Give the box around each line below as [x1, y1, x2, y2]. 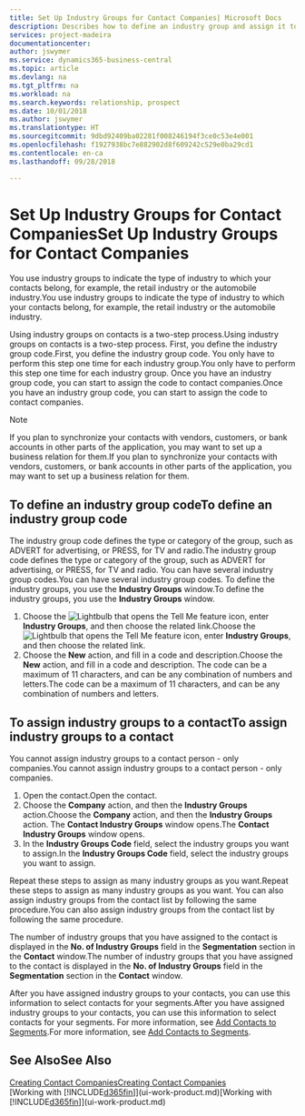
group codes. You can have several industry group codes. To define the [9, 574, 275, 585]
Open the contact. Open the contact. [22, 790, 157, 801]
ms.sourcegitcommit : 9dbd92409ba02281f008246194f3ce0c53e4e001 [9, 132, 254, 141]
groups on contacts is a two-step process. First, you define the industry [9, 338, 279, 350]
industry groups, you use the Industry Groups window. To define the [9, 584, 265, 595]
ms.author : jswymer [9, 115, 84, 124]
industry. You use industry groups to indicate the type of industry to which [9, 292, 285, 303]
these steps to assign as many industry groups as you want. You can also [9, 885, 284, 896]
